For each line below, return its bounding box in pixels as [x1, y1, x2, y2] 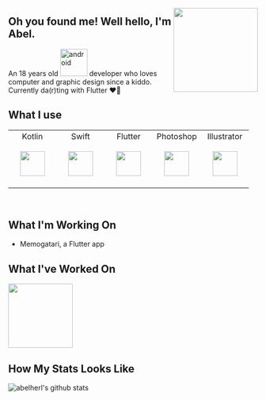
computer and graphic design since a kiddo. [8, 77, 152, 86]
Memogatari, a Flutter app [19, 240, 105, 249]
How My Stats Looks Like [8, 362, 135, 375]
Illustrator [207, 130, 243, 142]
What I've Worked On [8, 262, 116, 276]
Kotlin [21, 130, 44, 142]
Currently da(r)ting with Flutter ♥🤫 [8, 85, 121, 95]
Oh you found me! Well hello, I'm [8, 15, 172, 28]
